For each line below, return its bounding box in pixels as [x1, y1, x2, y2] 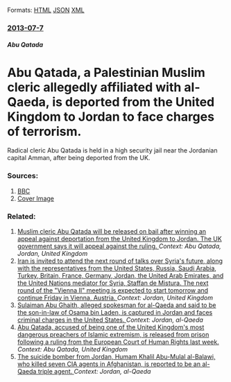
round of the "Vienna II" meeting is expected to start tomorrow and [17, 286, 209, 295]
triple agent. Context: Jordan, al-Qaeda [37, 367, 151, 376]
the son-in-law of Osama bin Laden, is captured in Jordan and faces [17, 309, 213, 317]
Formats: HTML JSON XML [7, 6, 85, 14]
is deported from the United [51, 94, 215, 110]
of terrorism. [7, 123, 82, 139]
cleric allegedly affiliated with [7, 79, 182, 95]
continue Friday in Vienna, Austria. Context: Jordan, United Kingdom [17, 294, 214, 302]
